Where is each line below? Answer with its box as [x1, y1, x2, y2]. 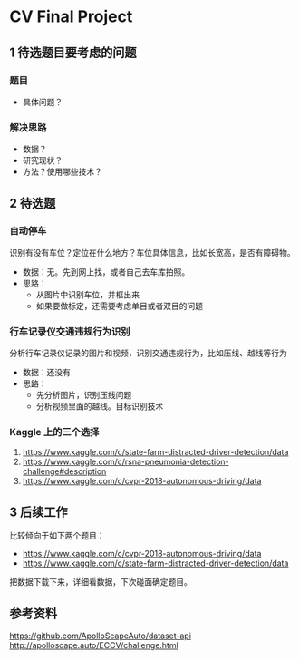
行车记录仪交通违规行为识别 [9, 325, 130, 337]
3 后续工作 [9, 504, 68, 519]
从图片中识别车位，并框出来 [35, 288, 140, 300]
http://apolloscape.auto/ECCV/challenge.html [9, 640, 178, 651]
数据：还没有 [22, 367, 71, 378]
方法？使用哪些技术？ [22, 166, 102, 178]
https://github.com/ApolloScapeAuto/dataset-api [9, 630, 192, 641]
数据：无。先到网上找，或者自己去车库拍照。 [22, 266, 190, 277]
